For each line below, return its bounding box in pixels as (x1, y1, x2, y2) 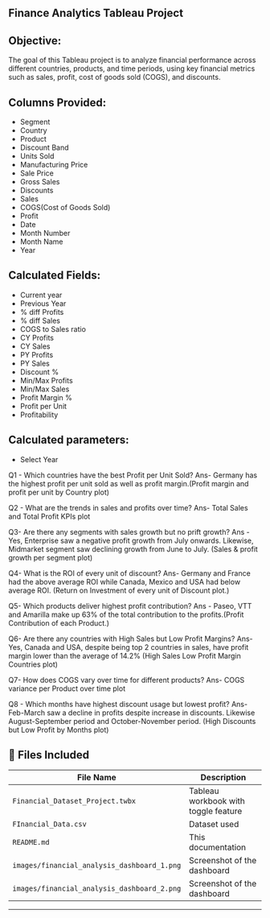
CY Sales (19, 341, 51, 351)
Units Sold (19, 151, 55, 161)
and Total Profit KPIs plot (8, 511, 91, 521)
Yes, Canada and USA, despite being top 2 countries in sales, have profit (8, 642, 249, 651)
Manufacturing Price (19, 160, 88, 170)
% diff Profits (19, 307, 64, 316)
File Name (77, 772, 117, 784)
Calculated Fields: (8, 269, 101, 283)
